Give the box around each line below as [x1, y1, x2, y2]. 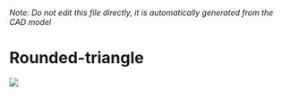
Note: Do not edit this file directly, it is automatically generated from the [9, 7, 274, 18]
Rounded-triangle [9, 47, 145, 68]
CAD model [9, 16, 52, 27]
